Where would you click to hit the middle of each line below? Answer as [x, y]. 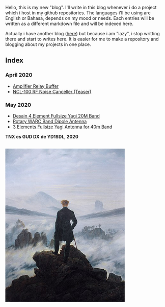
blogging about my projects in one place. [48, 44]
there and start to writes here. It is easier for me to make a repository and [82, 39]
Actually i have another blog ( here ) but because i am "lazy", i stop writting [82, 33]
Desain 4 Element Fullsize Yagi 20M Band [56, 116]
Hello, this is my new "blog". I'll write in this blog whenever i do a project [81, 7]
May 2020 [18, 105]
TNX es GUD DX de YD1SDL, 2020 [42, 136]
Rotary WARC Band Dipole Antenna [50, 121]
